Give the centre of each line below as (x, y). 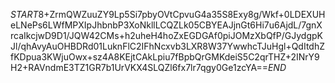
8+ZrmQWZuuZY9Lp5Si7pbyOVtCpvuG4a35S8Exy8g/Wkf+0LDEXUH (182, 14)
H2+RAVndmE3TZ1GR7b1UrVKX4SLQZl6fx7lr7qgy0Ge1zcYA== (139, 67)
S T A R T (24, 14)
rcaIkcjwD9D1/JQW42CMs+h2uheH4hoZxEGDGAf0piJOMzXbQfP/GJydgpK (166, 35)
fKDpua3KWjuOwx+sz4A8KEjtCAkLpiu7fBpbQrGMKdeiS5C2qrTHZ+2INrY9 (165, 57)
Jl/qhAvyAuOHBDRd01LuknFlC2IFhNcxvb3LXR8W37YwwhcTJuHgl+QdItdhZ (168, 46)
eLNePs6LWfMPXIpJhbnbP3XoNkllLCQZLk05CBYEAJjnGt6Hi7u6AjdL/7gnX (166, 25)
